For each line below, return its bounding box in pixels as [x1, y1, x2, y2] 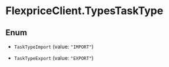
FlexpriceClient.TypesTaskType [5, 4, 164, 18]
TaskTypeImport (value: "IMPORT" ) [14, 43, 94, 50]
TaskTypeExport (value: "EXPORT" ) [14, 55, 94, 61]
